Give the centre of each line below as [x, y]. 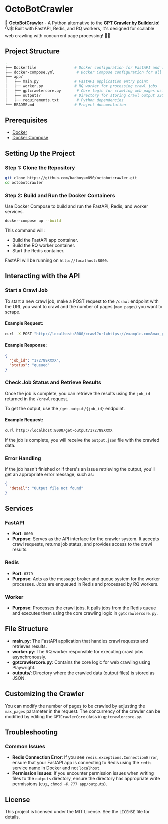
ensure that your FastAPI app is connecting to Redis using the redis [82, 763]
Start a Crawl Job [27, 290]
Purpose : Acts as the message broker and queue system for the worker [86, 579]
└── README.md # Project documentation [66, 105]
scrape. [13, 312]
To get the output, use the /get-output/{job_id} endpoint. [65, 408]
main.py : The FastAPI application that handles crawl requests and [80, 641]
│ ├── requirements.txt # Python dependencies [64, 100]
